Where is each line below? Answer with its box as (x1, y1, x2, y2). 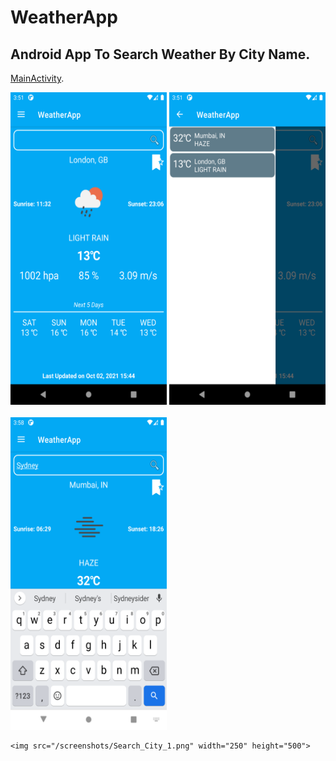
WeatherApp (10, 6, 118, 29)
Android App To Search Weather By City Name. (10, 46, 311, 63)
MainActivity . (10, 72, 65, 84)
